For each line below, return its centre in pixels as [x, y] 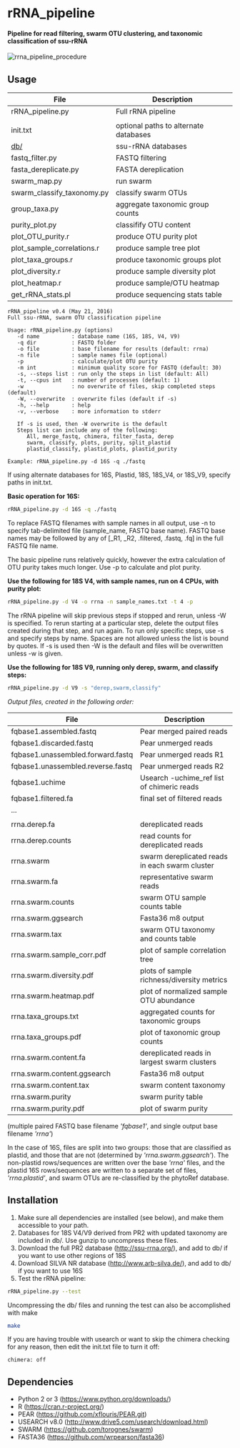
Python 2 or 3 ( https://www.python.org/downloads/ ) [94, 1399]
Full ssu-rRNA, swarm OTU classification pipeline [84, 318]
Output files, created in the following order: [71, 701]
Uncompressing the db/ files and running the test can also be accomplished [119, 1305]
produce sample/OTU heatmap [167, 283]
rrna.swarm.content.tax [50, 1085]
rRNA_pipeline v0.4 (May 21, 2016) [60, 312]
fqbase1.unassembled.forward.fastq [72, 754]
